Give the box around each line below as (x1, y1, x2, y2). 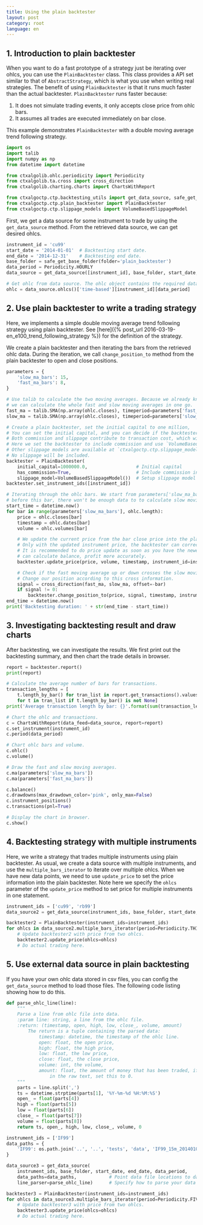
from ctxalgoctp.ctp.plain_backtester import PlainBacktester (6, 201, 166, 207)
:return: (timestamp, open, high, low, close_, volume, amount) (17, 1022, 182, 1029)
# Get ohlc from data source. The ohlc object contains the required (6, 281, 185, 287)
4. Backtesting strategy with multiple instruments (6, 837, 197, 847)
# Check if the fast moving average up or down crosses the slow (17, 569, 185, 576)
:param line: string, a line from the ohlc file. (17, 1017, 145, 1023)
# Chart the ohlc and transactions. (6, 714, 98, 720)
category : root (6, 20, 45, 26)
